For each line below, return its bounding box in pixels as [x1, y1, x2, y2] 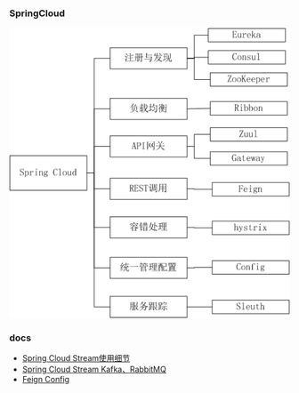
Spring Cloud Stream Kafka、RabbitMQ [21, 364, 166, 375]
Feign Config [21, 374, 69, 385]
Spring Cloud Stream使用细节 [21, 353, 131, 364]
